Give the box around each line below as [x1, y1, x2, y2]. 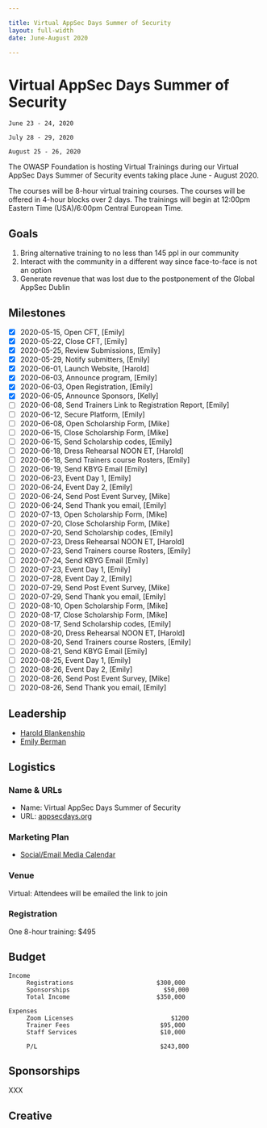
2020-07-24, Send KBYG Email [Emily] [19, 555, 149, 565]
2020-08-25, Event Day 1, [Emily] [19, 656, 131, 665]
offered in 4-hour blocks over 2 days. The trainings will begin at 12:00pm [8, 195, 251, 204]
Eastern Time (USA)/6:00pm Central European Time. [8, 203, 183, 213]
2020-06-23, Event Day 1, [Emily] [19, 473, 131, 483]
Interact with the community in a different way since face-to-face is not [19, 257, 257, 266]
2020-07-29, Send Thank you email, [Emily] [19, 591, 167, 602]
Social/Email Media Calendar [19, 849, 116, 860]
